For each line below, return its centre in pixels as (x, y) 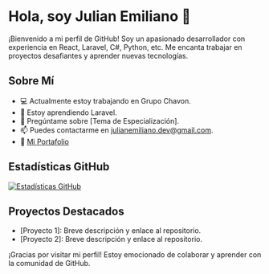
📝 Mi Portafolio (45, 141)
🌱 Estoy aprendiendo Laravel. (69, 112)
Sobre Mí (31, 81)
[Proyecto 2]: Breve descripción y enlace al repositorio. (111, 239)
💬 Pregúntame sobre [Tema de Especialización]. (99, 121)
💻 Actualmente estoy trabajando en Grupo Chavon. (105, 100)
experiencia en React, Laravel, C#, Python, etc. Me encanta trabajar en (125, 47)
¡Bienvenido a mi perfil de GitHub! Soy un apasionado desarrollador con (127, 39)
